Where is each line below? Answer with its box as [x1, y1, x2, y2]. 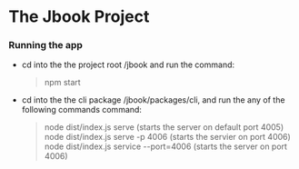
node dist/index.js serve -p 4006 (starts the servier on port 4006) [44, 132, 292, 143]
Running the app [8, 39, 84, 52]
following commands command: [21, 104, 143, 115]
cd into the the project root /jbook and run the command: [21, 59, 235, 70]
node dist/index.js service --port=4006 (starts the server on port [44, 141, 288, 152]
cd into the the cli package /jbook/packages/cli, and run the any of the [21, 94, 285, 105]
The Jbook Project [8, 6, 150, 27]
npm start [44, 77, 81, 88]
